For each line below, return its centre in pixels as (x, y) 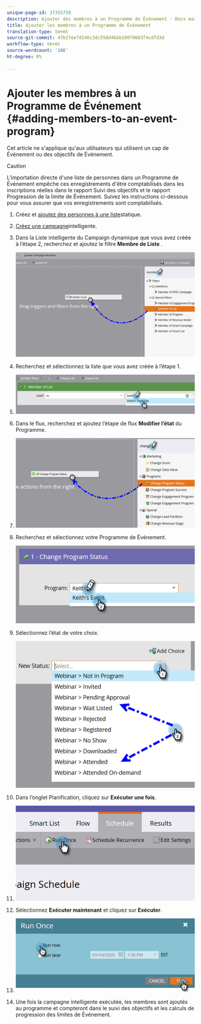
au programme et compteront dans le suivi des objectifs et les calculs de (105, 1008)
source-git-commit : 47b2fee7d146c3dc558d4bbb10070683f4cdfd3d (86, 38)
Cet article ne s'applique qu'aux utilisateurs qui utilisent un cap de (88, 148)
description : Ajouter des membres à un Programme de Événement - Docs (96, 19)
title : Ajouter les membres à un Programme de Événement (79, 25)
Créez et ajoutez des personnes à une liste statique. (78, 214)
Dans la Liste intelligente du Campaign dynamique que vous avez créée (103, 237)
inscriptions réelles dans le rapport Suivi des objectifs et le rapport (89, 190)
